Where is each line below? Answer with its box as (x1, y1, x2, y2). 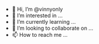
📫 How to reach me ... (11, 32, 68, 38)
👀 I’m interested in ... (11, 12, 63, 19)
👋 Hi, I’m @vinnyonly (11, 6, 63, 12)
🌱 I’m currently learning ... (11, 18, 76, 25)
